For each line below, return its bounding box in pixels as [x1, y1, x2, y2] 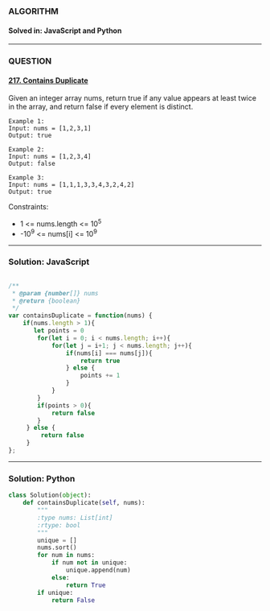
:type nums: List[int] [37, 514, 113, 522]
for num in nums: [37, 551, 95, 559]
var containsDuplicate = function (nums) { [8, 312, 153, 320]
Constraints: [8, 202, 49, 212]
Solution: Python [8, 473, 76, 484]
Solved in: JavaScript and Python [8, 26, 122, 35]
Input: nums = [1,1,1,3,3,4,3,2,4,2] [8, 181, 135, 189]
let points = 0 [33, 327, 84, 335]
